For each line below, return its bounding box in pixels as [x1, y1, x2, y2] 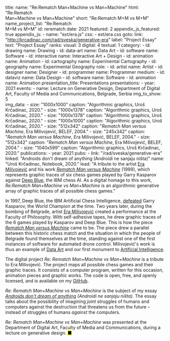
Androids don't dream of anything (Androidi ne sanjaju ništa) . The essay [5, 293, 157, 299]
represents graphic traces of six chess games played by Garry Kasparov [5, 172, 157, 177]
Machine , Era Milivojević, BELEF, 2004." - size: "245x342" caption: [5, 129, 146, 134]
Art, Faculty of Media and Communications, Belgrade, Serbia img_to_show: [5, 91, 162, 97]
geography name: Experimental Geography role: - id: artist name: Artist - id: [5, 64, 163, 70]
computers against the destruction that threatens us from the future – [5, 304, 150, 309]
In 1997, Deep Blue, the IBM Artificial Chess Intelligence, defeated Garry [5, 198, 155, 204]
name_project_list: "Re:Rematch [5, 20, 72, 26]
